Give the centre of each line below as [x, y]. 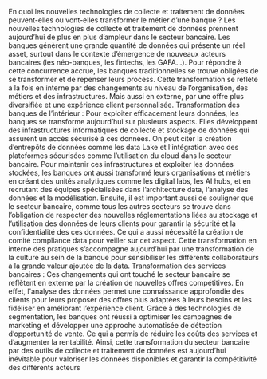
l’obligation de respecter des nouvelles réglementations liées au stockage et [133, 215]
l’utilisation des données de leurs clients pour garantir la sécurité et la [122, 223]
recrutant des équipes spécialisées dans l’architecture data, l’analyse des [128, 189]
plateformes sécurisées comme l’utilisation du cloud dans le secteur [120, 156]
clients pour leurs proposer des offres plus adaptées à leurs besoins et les [130, 300]
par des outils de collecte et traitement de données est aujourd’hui [117, 351]
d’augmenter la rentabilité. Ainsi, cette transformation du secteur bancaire [130, 342]
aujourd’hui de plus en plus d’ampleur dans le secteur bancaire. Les [119, 37]
